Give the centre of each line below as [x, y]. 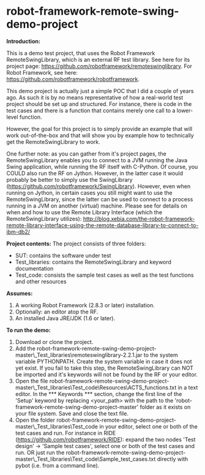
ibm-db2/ [18, 231]
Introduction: [24, 41]
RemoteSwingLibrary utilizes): [44, 219]
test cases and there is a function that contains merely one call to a [91, 110]
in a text [188, 387]
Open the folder [35, 420]
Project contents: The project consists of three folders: [76, 244]
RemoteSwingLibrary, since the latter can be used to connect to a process [100, 199]
